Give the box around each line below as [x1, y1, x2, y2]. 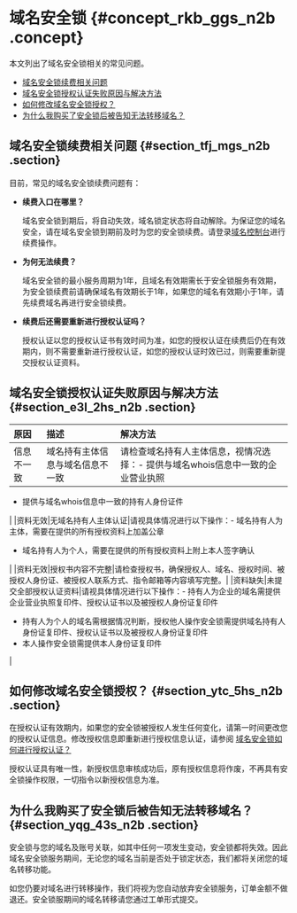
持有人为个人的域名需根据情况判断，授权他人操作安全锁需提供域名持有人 [21, 615, 286, 626]
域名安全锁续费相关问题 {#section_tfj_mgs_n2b [9, 138, 270, 153]
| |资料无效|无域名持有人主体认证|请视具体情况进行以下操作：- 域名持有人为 [9, 515, 283, 526]
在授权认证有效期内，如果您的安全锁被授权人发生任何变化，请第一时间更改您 [9, 722, 288, 733]
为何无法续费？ [21, 256, 77, 267]
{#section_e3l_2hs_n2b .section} [9, 400, 196, 415]
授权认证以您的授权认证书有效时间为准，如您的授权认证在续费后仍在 [21, 334, 270, 346]
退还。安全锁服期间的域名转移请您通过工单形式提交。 [9, 894, 203, 905]
